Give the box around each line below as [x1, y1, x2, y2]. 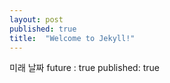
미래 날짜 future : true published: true [9, 62, 160, 74]
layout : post [9, 14, 64, 25]
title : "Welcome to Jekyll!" [9, 33, 136, 43]
